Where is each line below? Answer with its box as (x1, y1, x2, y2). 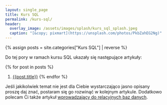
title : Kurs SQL (5, 12, 39, 17)
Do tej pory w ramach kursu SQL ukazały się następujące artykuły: (5, 54, 142, 60)
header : (5, 21, 21, 27)
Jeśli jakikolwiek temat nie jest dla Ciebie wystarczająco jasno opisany (5, 83, 150, 89)
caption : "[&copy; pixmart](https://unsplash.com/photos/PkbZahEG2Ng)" (9, 31, 162, 36)
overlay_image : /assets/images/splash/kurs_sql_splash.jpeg (9, 26, 137, 31)
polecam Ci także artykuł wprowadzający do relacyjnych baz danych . (5, 94, 148, 100)
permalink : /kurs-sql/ (5, 17, 52, 22)
